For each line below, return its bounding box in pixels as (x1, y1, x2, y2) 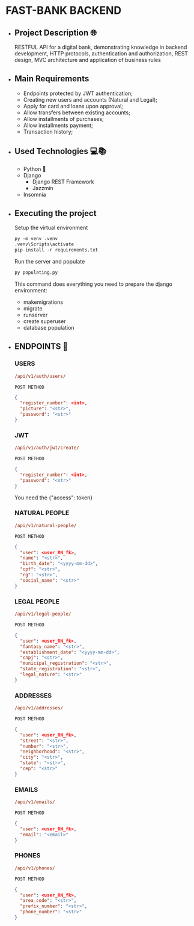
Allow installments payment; (23, 122, 94, 129)
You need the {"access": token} (14, 494, 93, 501)
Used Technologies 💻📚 (14, 146, 107, 156)
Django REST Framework (32, 178, 94, 185)
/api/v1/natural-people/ (14, 522, 77, 528)
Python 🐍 (23, 165, 46, 172)
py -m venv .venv (14, 236, 58, 242)
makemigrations (23, 298, 64, 306)
